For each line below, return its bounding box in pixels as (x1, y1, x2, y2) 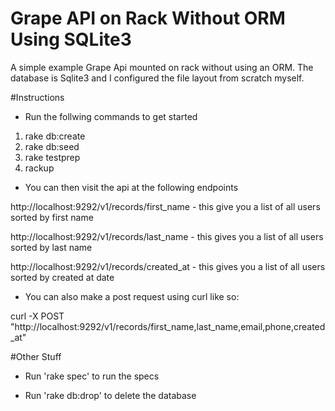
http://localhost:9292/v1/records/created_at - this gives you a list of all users (10, 260, 326, 272)
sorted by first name (10, 211, 94, 223)
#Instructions (10, 91, 65, 103)
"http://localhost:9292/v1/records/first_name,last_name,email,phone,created (10, 320, 326, 332)
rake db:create (24, 130, 86, 142)
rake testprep (24, 151, 81, 163)
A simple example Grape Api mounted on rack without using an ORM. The (10, 61, 314, 73)
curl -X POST (10, 310, 65, 322)
